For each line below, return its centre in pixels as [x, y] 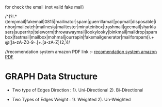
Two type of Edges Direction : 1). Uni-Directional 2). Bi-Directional [78, 90]
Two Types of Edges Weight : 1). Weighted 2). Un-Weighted [71, 99]
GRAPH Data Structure [51, 77]
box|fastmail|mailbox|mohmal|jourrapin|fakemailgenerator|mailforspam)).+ [80, 37]
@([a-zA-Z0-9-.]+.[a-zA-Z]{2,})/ [38, 42]
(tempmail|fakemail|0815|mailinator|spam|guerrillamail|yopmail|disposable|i [81, 22]
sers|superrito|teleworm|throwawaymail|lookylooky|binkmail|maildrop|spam [81, 32]
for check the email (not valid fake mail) [44, 7]
